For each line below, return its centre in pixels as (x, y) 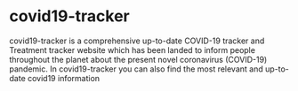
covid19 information (64, 78)
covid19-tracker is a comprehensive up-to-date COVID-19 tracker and (137, 41)
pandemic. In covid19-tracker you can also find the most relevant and (137, 69)
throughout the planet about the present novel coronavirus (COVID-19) (138, 59)
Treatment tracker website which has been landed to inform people (133, 49)
